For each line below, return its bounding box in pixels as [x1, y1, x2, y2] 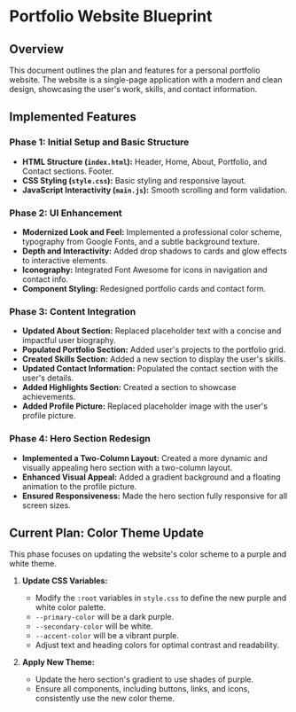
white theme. [9, 559, 58, 569]
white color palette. [35, 602, 106, 613]
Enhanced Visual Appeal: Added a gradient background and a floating [21, 472, 281, 482]
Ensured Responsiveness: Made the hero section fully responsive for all [21, 490, 288, 501]
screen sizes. [21, 499, 71, 511]
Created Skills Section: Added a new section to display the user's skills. [21, 354, 286, 364]
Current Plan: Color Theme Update [9, 525, 204, 540]
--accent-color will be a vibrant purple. [35, 630, 180, 641]
